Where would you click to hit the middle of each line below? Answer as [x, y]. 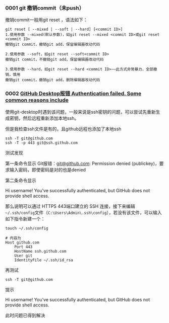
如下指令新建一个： [25, 219]
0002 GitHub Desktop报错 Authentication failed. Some [73, 94]
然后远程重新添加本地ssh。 [51, 118]
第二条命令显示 [21, 180]
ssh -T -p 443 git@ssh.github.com [42, 143]
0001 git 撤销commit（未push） [45, 8]
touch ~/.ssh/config [27, 228]
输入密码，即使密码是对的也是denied [48, 170]
